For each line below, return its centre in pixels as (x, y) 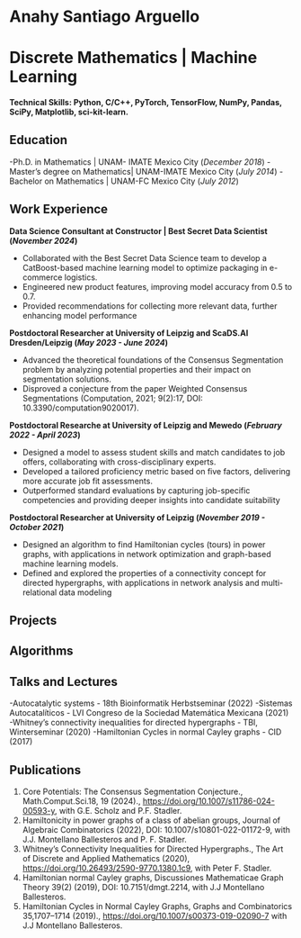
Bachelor (26, 181)
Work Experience (59, 209)
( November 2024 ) (44, 240)
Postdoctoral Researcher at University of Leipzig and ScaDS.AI (129, 333)
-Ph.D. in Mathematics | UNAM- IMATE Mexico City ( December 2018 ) (137, 162)
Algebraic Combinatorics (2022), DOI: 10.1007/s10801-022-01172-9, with (156, 830)
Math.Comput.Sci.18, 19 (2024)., (81, 801)
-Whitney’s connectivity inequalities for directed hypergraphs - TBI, (134, 723)
